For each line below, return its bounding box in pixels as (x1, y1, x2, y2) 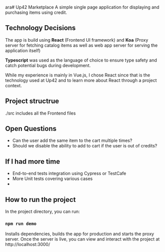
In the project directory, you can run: (5, 208, 80, 215)
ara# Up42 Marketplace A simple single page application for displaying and (5, 4, 160, 10)
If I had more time (5, 157, 61, 166)
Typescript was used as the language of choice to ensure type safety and (5, 57, 158, 63)
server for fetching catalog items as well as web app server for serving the (5, 42, 158, 48)
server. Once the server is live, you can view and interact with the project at (5, 236, 160, 242)
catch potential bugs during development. (5, 62, 91, 68)
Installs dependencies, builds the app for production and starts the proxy (5, 231, 154, 237)
